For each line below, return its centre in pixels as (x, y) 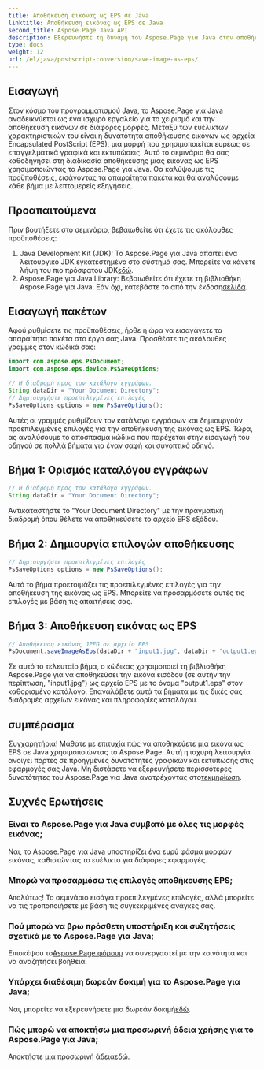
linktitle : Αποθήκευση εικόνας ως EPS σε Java (86, 23)
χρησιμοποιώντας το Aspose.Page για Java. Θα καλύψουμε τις (111, 169)
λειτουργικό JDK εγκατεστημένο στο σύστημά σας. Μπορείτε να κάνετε (137, 262)
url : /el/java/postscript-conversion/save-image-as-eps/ (103, 60)
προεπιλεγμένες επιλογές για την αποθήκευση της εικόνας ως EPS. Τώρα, (130, 428)
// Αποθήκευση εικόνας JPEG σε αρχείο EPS (79, 644)
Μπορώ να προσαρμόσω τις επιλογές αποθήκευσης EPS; (121, 880)
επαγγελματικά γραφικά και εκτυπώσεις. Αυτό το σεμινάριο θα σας (119, 152)
